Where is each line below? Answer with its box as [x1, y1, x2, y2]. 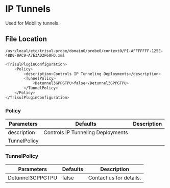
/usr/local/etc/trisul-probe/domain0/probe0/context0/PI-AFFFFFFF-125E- [5, 48, 163, 54]
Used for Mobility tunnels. [5, 20, 60, 26]
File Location [5, 35, 47, 43]
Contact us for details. [88, 174, 141, 181]
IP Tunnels [5, 3, 51, 15]
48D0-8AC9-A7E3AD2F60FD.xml [5, 53, 65, 58]
